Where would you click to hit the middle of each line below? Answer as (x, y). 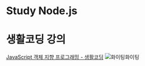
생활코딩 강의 (36, 40)
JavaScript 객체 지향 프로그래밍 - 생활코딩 (55, 57)
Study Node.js (42, 11)
